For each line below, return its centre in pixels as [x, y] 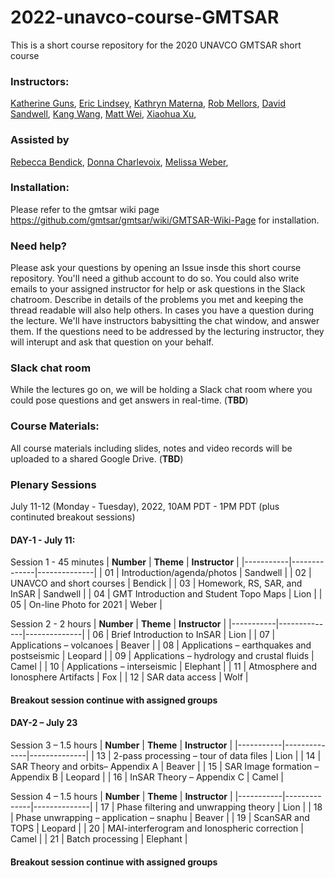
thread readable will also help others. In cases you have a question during [162, 310]
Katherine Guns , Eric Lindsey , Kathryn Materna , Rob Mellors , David [148, 103]
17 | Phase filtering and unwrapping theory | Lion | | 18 [211, 807]
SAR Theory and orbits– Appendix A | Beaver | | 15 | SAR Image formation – [165, 767]
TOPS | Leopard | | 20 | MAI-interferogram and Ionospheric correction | [157, 828]
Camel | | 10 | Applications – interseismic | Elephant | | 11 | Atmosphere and [164, 667]
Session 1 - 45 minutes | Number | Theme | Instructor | [125, 562]
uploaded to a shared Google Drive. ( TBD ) [97, 458]
